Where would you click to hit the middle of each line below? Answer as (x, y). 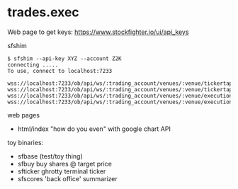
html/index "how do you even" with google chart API (94, 129)
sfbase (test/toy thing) (50, 156)
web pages (24, 115)
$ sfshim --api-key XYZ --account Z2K (64, 58)
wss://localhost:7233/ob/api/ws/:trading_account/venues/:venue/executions (121, 96)
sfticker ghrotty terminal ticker (62, 171)
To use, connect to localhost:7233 (60, 71)
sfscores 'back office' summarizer (68, 178)
